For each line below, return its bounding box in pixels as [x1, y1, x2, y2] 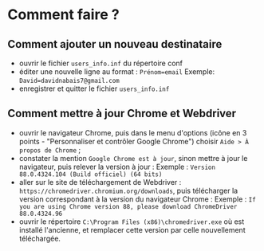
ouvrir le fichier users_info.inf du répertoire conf [18, 58, 183, 68]
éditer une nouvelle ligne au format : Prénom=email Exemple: [18, 67, 215, 76]
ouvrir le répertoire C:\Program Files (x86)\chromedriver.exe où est [18, 217, 245, 226]
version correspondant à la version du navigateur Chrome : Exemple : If [18, 194, 256, 204]
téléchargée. [18, 233, 61, 243]
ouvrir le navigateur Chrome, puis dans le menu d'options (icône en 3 [18, 127, 247, 137]
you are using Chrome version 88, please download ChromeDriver [18, 202, 238, 210]
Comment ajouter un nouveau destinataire [7, 37, 223, 51]
